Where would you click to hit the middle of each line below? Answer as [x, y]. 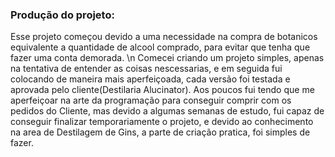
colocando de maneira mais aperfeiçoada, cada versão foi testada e [150, 79]
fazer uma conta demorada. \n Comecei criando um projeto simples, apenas [167, 58]
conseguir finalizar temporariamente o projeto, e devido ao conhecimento [162, 122]
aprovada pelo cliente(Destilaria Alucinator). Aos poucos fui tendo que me [162, 90]
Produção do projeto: [62, 15]
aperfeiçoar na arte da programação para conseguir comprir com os [151, 100]
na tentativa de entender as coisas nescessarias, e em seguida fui [146, 69]
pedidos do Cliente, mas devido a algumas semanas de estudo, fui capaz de [167, 111]
